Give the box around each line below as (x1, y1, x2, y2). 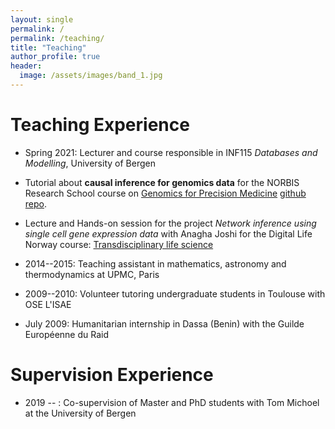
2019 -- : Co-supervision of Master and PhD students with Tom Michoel (24, 396, 320, 408)
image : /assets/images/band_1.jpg (19, 71, 163, 81)
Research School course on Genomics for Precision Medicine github (24, 187, 307, 199)
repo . (24, 197, 48, 210)
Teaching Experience (10, 114, 190, 136)
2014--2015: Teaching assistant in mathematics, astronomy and (24, 257, 287, 270)
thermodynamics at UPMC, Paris (24, 268, 160, 280)
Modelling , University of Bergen (24, 157, 156, 169)
